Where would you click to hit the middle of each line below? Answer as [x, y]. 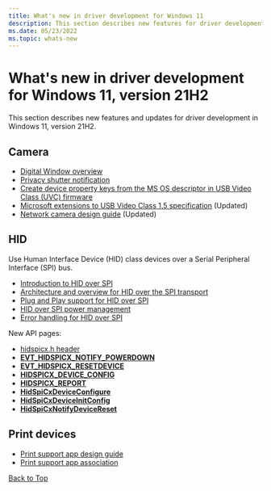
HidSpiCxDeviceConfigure [65, 392]
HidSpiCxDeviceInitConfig [65, 400]
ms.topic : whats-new [43, 38]
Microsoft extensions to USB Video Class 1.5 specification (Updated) [134, 206]
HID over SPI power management [75, 308]
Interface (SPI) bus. [41, 267]
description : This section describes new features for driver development [137, 23]
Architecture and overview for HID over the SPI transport [114, 292]
